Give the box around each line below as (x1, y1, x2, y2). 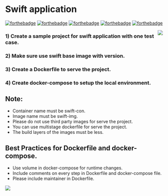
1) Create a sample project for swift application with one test (5, 33, 154, 40)
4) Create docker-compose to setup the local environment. (5, 79, 151, 86)
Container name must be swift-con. (12, 108, 86, 114)
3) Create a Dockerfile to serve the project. (5, 66, 111, 73)
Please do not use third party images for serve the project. (12, 119, 133, 125)
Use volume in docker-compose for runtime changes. (12, 165, 123, 171)
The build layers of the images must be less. (12, 129, 104, 135)
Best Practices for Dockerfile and (5, 144, 111, 152)
